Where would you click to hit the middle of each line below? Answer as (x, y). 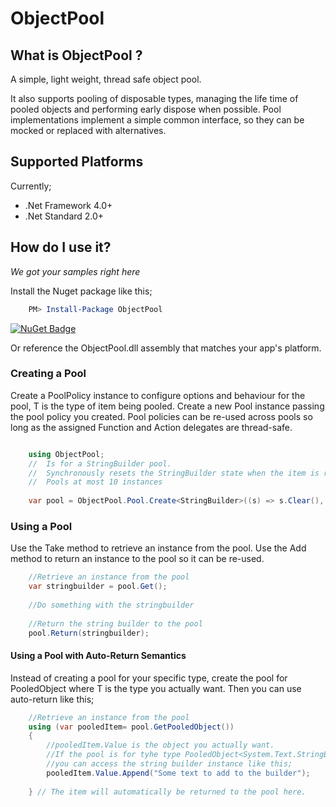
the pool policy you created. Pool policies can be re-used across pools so (161, 416)
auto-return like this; (52, 699)
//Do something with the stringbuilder (111, 605)
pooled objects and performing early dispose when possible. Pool (146, 109)
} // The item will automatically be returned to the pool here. (167, 792)
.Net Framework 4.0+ (68, 205)
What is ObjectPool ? (76, 55)
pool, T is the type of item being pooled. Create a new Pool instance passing (167, 406)
